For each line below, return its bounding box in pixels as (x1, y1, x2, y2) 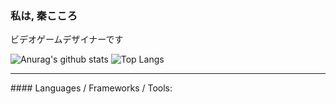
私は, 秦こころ (10, 8, 78, 22)
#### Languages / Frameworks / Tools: (10, 82, 173, 94)
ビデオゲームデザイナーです (10, 33, 124, 46)
